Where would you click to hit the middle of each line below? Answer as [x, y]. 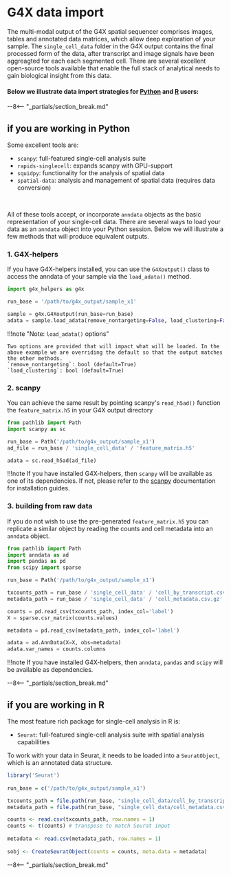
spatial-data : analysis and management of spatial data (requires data [116, 180]
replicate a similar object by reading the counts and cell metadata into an [110, 528]
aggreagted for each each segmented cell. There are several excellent [107, 61]
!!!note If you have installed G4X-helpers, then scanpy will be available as [110, 474]
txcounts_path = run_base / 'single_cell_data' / [80, 593]
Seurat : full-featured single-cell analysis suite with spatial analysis [111, 735]
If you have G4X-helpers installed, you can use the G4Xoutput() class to [108, 269]
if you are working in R [56, 705]
